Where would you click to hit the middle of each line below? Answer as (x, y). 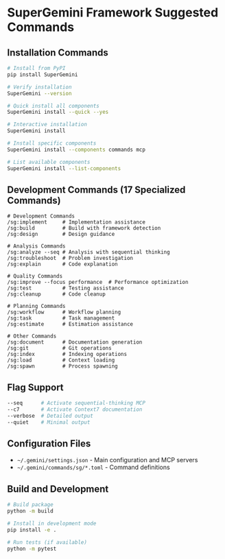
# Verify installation (39, 87)
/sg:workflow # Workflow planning (64, 312)
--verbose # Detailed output (50, 416)
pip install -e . (32, 530)
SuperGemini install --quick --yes (58, 112)
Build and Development (58, 489)
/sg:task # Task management (61, 318)
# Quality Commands (35, 276)
